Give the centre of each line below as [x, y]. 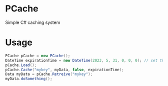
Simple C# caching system [33, 22]
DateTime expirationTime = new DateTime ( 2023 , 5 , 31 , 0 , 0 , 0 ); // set [81, 60]
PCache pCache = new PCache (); [38, 56]
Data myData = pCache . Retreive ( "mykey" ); [49, 74]
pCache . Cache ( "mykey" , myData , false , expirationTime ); [64, 70]
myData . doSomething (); [29, 79]
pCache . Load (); [21, 65]
